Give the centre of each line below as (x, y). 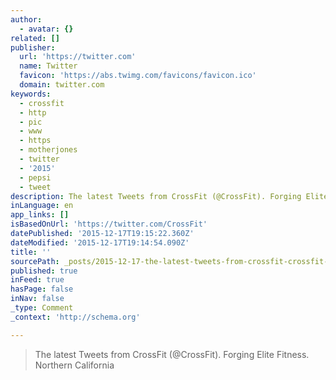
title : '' (31, 252)
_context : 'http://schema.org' (75, 317)
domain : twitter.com (62, 85)
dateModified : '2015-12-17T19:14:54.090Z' (100, 242)
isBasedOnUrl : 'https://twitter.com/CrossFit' (109, 224)
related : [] (35, 38)
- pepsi (35, 177)
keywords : (31, 94)
